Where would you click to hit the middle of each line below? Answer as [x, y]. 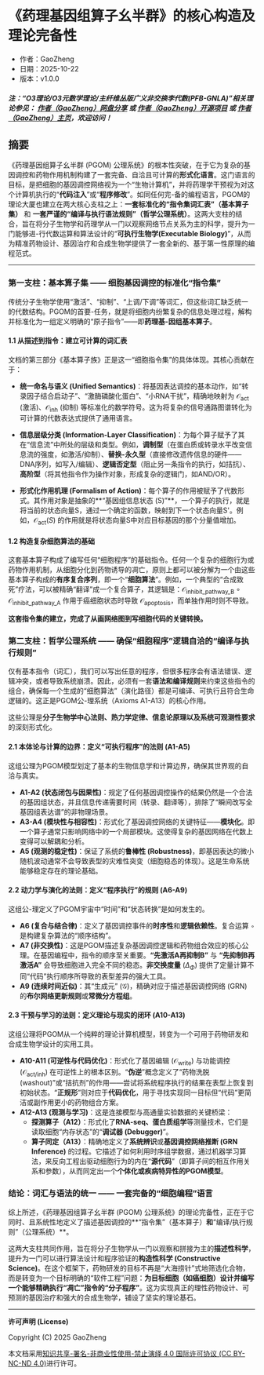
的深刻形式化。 [32, 728]
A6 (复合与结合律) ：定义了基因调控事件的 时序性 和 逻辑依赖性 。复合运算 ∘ [137, 925]
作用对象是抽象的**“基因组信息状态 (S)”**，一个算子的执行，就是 [145, 501]
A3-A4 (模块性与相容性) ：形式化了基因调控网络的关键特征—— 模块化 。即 [137, 822]
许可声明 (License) [38, 1321]
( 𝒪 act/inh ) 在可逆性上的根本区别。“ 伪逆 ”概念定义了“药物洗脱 [114, 1072]
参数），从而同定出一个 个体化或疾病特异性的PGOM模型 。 [137, 1171]
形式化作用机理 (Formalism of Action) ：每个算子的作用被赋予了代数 [128, 491]
